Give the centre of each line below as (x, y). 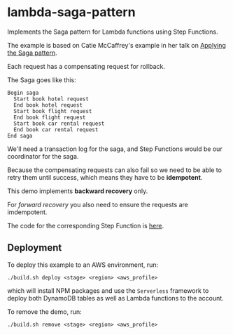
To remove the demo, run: (44, 311)
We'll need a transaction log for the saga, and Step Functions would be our (115, 149)
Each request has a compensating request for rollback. (86, 66)
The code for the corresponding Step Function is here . (86, 225)
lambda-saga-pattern (71, 12)
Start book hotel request (51, 99)
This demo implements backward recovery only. (78, 191)
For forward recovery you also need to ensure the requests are (98, 204)
